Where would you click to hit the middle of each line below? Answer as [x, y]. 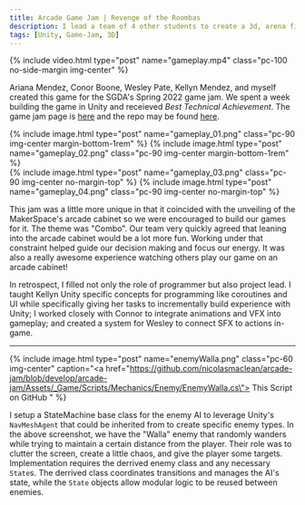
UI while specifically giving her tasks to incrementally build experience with [150, 304]
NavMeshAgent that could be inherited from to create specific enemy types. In [152, 425]
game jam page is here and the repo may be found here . [114, 117]
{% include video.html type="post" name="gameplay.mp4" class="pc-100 [148, 61]
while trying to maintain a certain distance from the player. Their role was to [151, 444]
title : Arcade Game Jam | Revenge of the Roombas [105, 18]
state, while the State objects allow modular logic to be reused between [144, 482]
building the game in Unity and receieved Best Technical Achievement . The [150, 107]
